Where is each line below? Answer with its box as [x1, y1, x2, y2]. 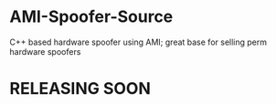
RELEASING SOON [9, 78, 151, 99]
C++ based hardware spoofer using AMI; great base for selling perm [9, 36, 268, 47]
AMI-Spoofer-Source [9, 6, 174, 27]
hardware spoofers [9, 46, 81, 57]
